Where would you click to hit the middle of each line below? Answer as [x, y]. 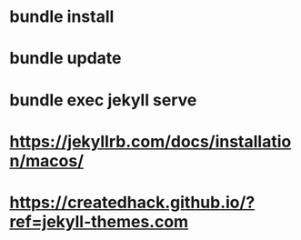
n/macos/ [47, 160]
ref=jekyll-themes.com [99, 221]
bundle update [65, 59]
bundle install [62, 17]
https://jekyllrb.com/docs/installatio [150, 141]
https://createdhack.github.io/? [132, 202]
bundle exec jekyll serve [103, 100]
